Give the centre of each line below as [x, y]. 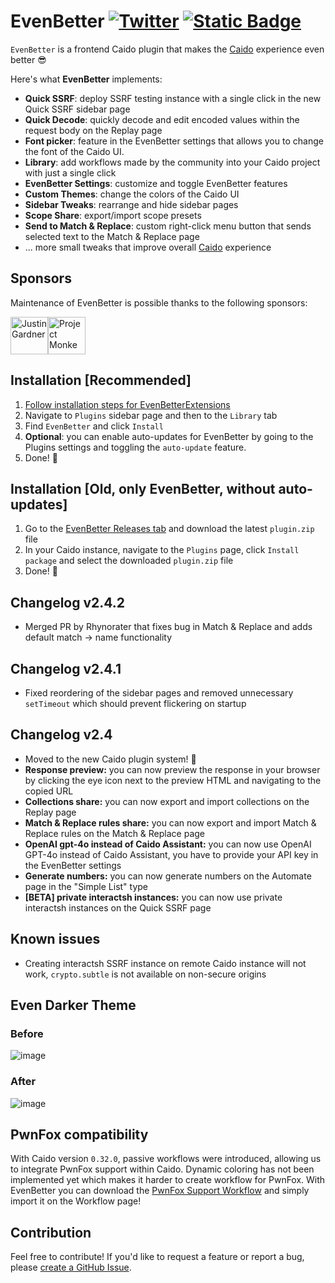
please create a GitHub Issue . [71, 1267]
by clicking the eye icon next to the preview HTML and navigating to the [173, 780]
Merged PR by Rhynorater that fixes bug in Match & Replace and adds [168, 627]
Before [27, 1033]
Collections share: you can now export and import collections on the [167, 801]
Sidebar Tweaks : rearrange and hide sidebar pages [131, 204]
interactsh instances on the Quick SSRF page [118, 907]
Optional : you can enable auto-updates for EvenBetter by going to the [169, 436]
